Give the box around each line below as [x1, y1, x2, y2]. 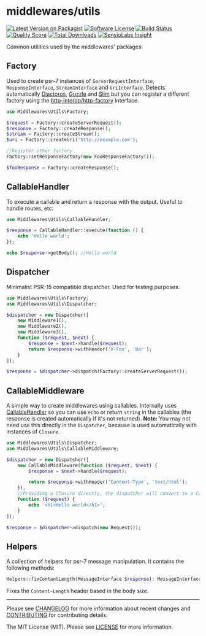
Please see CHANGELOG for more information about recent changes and [6, 605, 191, 612]
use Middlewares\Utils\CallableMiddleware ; [6, 445, 120, 452]
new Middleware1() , [17, 317, 67, 324]
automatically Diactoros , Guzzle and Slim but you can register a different [6, 90, 189, 98]
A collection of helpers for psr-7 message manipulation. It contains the [6, 557, 185, 565]
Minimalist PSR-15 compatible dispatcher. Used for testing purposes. [6, 283, 180, 290]
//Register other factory [6, 148, 72, 154]
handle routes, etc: [6, 204, 54, 212]
